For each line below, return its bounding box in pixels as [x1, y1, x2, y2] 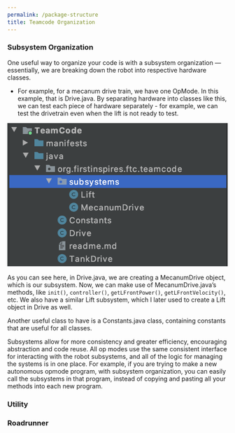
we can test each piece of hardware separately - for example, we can [17, 101, 218, 110]
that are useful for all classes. [7, 324, 92, 332]
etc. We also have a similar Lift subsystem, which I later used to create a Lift [7, 295, 226, 304]
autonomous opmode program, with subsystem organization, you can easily [7, 367, 226, 376]
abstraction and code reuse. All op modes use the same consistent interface [7, 345, 227, 353]
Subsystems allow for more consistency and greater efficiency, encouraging [7, 337, 227, 346]
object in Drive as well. [7, 303, 73, 311]
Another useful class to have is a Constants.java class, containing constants [7, 316, 226, 325]
